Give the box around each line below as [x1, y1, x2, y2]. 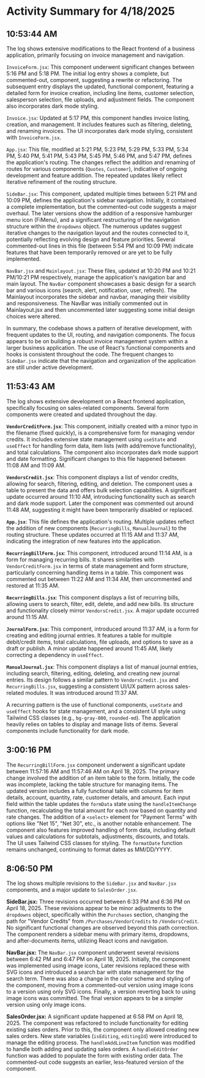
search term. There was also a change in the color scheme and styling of [6, 975, 191, 982]
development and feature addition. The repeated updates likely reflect [6, 172, 183, 179]
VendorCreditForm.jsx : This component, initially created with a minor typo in [6, 422, 198, 430]
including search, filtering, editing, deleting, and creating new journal [6, 669, 180, 677]
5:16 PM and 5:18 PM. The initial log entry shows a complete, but [6, 70, 170, 77]
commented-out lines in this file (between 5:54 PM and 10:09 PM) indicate [6, 242, 194, 249]
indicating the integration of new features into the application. [6, 537, 162, 545]
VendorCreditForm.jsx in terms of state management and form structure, [6, 562, 188, 569]
